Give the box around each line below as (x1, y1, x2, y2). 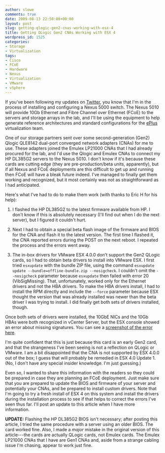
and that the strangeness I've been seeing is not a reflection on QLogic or (5, 344, 155, 350)
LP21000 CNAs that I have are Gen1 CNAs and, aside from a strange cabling (5, 437, 159, 443)
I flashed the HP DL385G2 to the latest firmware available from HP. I (12, 206, 150, 212)
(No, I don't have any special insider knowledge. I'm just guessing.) (5, 360, 141, 366)
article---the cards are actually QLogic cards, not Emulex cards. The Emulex (5, 432, 160, 438)
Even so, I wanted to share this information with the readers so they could (5, 370, 155, 375)
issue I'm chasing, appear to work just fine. (5, 442, 93, 448)
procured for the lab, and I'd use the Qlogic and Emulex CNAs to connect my (5, 150, 161, 156)
